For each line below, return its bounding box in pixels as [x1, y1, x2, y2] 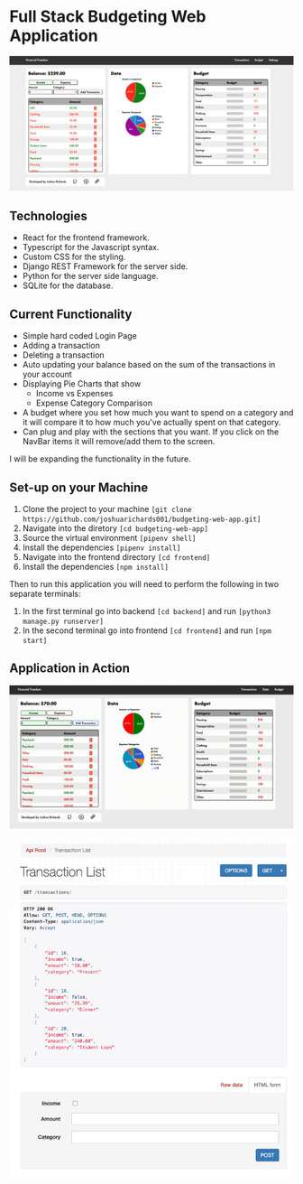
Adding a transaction [22, 340, 101, 351]
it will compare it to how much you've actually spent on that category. [22, 417, 281, 428]
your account [22, 368, 72, 380]
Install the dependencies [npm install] [22, 562, 170, 573]
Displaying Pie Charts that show [22, 378, 142, 389]
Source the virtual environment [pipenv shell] [22, 533, 197, 544]
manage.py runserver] [22, 617, 104, 627]
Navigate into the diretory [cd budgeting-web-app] [22, 523, 209, 534]
